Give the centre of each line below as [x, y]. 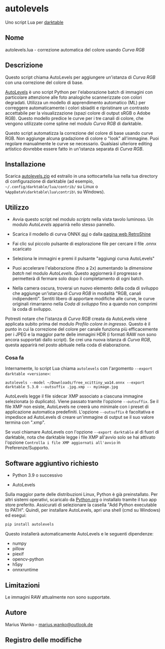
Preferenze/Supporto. [27, 448]
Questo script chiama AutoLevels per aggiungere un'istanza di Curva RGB [80, 77]
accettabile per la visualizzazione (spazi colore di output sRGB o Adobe [78, 113]
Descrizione [24, 65]
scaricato [22, 249]
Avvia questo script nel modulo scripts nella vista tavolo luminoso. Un [83, 219]
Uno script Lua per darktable [34, 22]
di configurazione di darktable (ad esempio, [49, 181]
